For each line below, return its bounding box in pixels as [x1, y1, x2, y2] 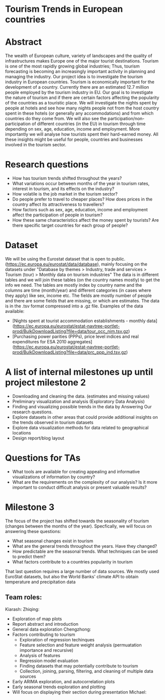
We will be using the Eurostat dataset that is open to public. [5, 256, 126, 262]
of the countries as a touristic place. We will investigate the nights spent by [5, 100, 158, 106]
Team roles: [5, 593, 42, 601]
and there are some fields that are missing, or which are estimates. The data [5, 298, 160, 303]
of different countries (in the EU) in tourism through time [32, 121, 146, 127]
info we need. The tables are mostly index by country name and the [5, 282, 142, 288]
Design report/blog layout [12, 435, 65, 441]
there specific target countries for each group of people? [12, 223, 128, 229]
